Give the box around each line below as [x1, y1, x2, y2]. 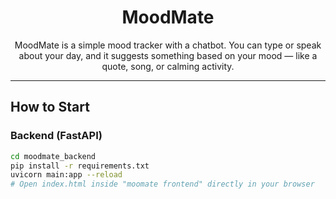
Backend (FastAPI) [10, 129, 103, 143]
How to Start [10, 99, 90, 116]
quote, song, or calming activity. [101, 60, 235, 72]
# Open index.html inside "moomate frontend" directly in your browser [10, 179, 315, 190]
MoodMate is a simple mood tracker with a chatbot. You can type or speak [14, 39, 322, 51]
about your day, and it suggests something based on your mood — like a [18, 49, 318, 61]
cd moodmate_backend [10, 151, 97, 161]
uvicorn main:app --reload [10, 170, 123, 180]
